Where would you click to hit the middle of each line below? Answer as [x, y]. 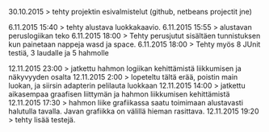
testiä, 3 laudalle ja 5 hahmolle [59, 53]
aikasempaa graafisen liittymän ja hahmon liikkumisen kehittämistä [119, 94]
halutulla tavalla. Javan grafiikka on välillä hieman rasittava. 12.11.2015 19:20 [134, 111]
